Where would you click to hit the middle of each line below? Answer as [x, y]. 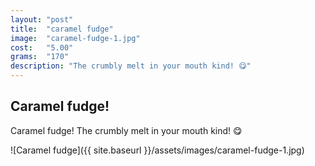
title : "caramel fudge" [62, 29]
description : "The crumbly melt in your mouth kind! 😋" [131, 66]
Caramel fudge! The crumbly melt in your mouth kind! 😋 [126, 130]
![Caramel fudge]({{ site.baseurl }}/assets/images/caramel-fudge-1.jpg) [157, 150]
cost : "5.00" [42, 47]
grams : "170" [40, 57]
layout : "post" [42, 19]
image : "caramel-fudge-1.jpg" [75, 38]
